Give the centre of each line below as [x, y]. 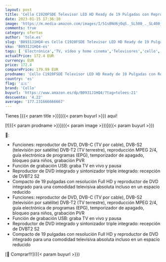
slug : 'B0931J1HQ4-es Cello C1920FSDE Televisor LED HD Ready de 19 [77, 42]
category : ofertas [24, 33]
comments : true [21, 28]
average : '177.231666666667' [35, 102]
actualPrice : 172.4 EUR [30, 56]
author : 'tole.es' [24, 38]
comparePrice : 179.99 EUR [32, 70]
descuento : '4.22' [24, 97]
